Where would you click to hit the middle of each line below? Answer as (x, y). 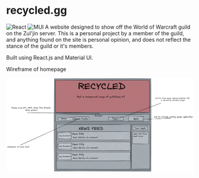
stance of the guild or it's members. (50, 46)
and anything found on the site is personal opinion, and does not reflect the (99, 39)
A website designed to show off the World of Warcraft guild (118, 27)
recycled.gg (37, 10)
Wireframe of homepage (36, 69)
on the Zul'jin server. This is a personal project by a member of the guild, (95, 33)
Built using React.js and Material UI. (50, 57)
